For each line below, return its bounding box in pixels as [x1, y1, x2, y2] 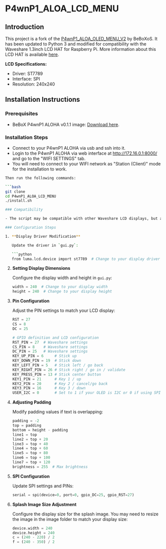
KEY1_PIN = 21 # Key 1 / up [12, 377, 82, 381]
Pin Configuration [12, 298, 50, 304]
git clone [5, 189, 26, 194]
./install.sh [5, 198, 32, 203]
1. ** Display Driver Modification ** [5, 234, 81, 239]
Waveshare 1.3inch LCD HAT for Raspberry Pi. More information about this [5, 46, 157, 52]
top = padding [12, 423, 41, 428]
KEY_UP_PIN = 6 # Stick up [12, 354, 77, 359]
